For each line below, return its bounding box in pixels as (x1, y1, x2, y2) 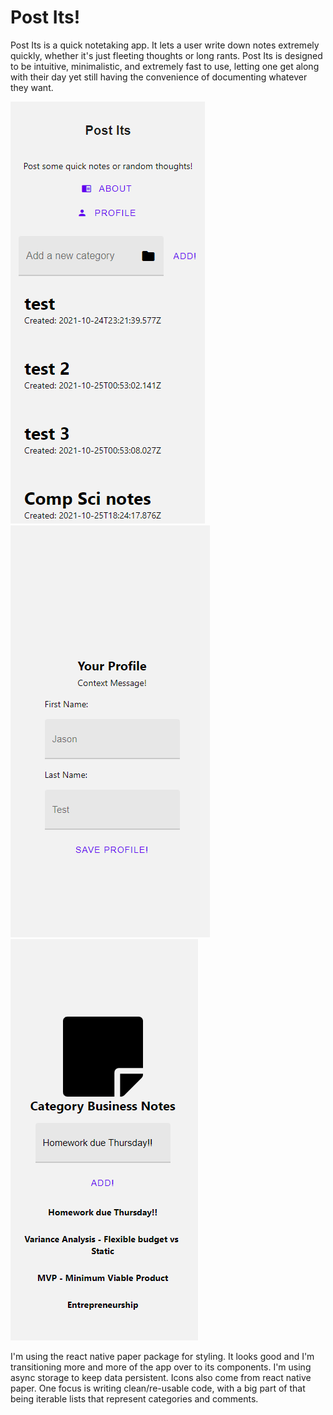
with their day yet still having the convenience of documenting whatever (10, 71, 308, 83)
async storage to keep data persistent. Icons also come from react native (10, 1371, 312, 1383)
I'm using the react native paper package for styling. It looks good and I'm (10, 1350, 315, 1362)
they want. (10, 81, 54, 93)
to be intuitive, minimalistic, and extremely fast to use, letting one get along (10, 60, 320, 72)
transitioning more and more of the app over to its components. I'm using (10, 1361, 312, 1373)
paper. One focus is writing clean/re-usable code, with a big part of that (10, 1382, 306, 1394)
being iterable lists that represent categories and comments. (10, 1392, 259, 1405)
